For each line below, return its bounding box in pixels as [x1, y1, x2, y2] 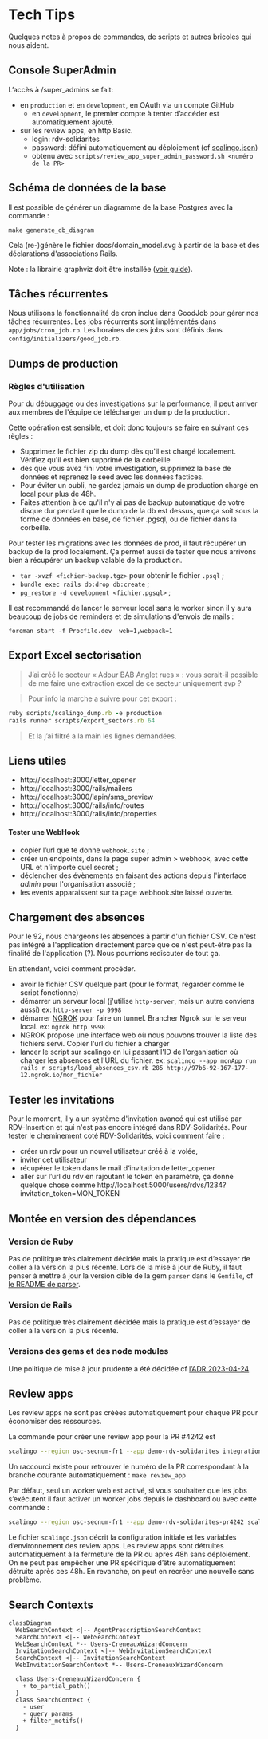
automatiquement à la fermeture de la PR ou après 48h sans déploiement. [8, 1549, 251, 1560]
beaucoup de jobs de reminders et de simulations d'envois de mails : [8, 612, 235, 621]
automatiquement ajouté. [31, 117, 114, 127]
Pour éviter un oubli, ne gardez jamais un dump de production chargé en [19, 481, 258, 490]
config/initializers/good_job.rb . [8, 333, 121, 344]
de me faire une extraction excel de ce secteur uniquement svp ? [27, 678, 242, 687]
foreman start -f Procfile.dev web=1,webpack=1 [8, 628, 173, 635]
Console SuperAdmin [8, 64, 116, 77]
